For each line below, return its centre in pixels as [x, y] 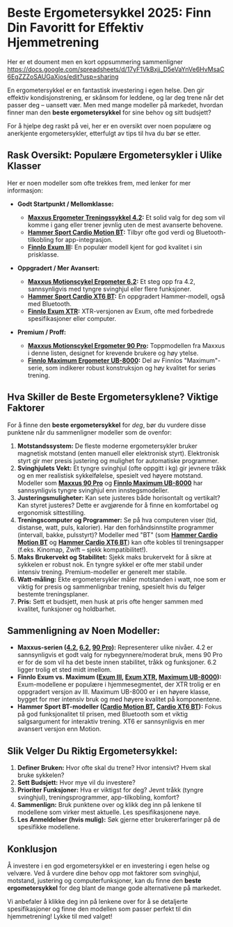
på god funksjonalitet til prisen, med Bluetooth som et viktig [103, 714]
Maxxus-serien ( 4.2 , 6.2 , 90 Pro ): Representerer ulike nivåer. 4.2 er [115, 647]
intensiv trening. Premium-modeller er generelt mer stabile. [102, 572]
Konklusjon [32, 849]
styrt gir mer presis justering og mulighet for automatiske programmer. [118, 460]
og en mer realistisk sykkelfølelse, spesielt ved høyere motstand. [110, 475]
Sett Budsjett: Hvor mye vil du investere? [76, 783]
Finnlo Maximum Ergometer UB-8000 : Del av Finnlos [105, 360]
